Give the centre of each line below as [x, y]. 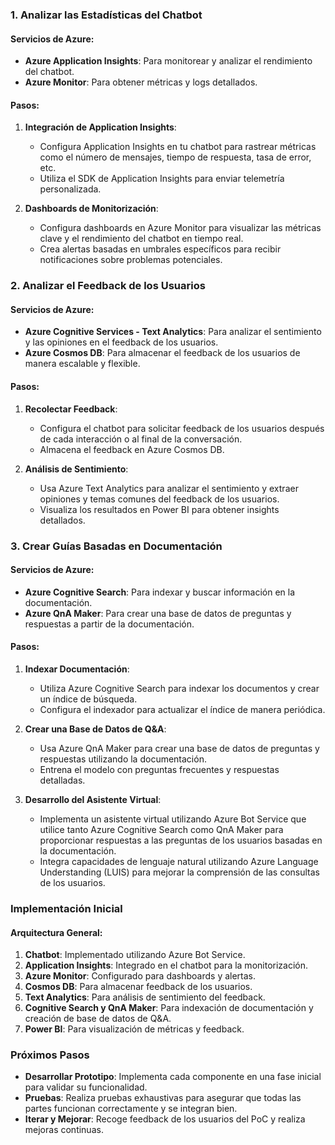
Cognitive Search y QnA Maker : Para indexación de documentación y [169, 1008]
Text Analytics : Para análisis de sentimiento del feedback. [145, 997]
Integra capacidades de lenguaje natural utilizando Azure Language [179, 861]
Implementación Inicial [66, 908]
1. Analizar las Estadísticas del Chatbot [106, 15]
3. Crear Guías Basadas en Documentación [116, 546]
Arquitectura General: [56, 932]
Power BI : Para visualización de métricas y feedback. [134, 1029]
